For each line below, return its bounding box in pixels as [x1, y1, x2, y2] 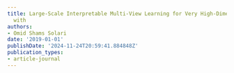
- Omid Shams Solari [7, 29, 68, 37]
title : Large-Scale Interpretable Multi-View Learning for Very [7, 10, 198, 17]
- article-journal [7, 56, 61, 63]
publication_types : [7, 49, 64, 56]
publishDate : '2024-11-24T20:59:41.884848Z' [7, 42, 139, 49]
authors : [7, 23, 33, 30]
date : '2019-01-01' [7, 36, 64, 43]
